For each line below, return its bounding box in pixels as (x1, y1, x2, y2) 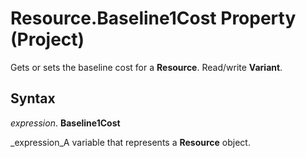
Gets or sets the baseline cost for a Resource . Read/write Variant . (10, 61, 283, 73)
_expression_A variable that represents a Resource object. (10, 136, 251, 148)
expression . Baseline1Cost (10, 117, 121, 129)
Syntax (10, 90, 56, 107)
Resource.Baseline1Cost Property (10, 7, 297, 30)
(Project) (10, 28, 85, 51)
